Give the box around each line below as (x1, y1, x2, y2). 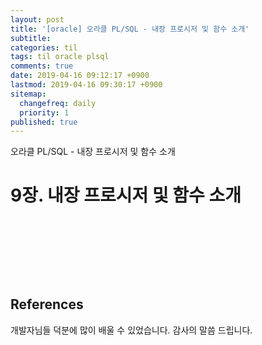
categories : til (10, 42, 78, 53)
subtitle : (10, 33, 52, 43)
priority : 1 (19, 107, 70, 118)
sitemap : (10, 89, 47, 99)
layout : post (10, 14, 65, 25)
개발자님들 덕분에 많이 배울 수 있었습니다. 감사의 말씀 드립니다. (10, 324, 253, 336)
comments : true (10, 61, 74, 71)
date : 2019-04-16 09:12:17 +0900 (10, 71, 150, 81)
